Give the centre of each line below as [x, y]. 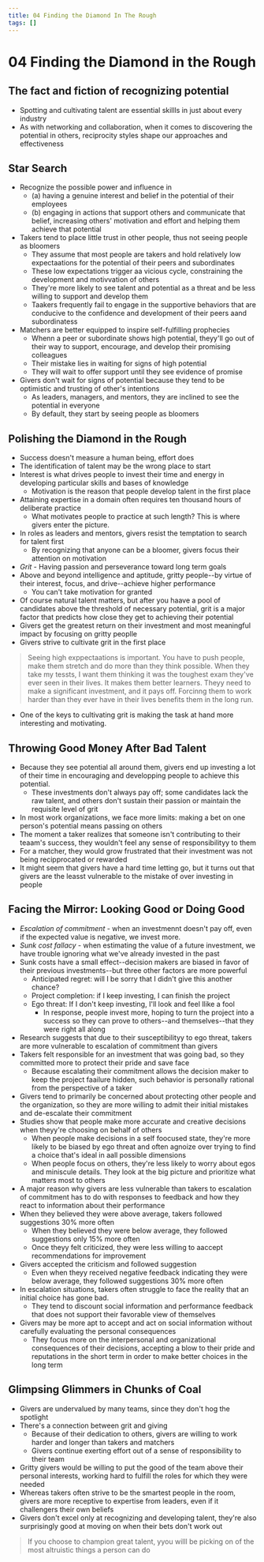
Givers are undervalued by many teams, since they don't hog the [125, 1408]
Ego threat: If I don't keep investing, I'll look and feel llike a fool [133, 1004]
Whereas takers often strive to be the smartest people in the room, [128, 1493]
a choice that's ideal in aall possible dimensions [109, 1155]
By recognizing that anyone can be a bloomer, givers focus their [135, 550]
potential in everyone [65, 406]
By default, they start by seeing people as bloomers [115, 414]
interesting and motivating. [63, 723]
